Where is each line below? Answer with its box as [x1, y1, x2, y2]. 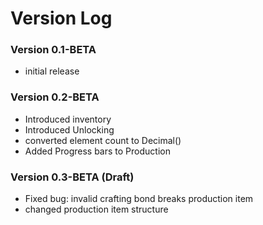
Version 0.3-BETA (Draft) [10, 170, 135, 184]
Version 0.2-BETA [10, 90, 100, 104]
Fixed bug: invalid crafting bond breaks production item [24, 193, 254, 205]
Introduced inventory [24, 113, 112, 125]
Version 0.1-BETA [10, 43, 97, 57]
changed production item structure [24, 203, 169, 216]
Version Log [10, 7, 113, 30]
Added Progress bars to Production [24, 145, 171, 157]
